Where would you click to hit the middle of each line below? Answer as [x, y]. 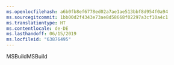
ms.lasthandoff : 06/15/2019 [42, 34]
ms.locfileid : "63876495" [39, 39]
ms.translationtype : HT [36, 23]
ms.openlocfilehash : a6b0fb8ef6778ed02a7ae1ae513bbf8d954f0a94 [87, 12]
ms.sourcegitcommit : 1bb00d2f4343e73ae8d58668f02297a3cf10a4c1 [87, 17]
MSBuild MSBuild [27, 56]
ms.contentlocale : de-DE [37, 28]
